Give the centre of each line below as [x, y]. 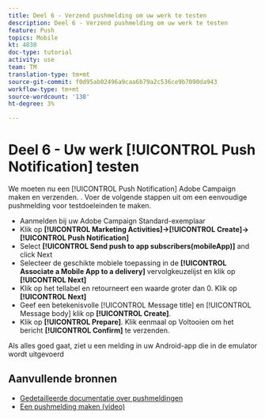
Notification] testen [74, 167]
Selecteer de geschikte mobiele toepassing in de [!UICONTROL [123, 263]
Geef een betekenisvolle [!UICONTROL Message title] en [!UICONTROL [135, 305]
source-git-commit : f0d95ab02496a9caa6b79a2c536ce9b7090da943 [113, 82]
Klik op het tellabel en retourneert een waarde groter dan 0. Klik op [128, 288]
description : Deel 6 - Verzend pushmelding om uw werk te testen [118, 23]
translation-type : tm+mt [49, 74]
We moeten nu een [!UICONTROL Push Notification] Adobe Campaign [122, 189]
